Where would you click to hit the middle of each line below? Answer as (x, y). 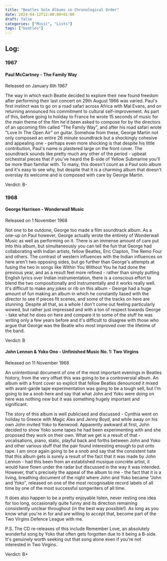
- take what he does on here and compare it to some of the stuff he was (79, 315)
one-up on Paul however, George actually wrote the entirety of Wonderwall (82, 235)
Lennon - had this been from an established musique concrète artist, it (78, 461)
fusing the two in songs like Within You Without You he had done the (76, 267)
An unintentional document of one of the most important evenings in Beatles (83, 373)
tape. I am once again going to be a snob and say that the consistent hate (81, 451)
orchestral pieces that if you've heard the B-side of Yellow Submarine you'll (83, 159)
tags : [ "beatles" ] (24, 28)
